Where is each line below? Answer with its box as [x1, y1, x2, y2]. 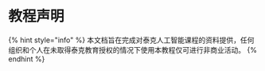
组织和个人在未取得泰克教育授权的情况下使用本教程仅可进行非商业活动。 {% [8, 45, 257, 54]
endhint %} [8, 53, 45, 64]
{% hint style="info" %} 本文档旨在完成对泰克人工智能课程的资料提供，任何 [8, 35, 255, 45]
